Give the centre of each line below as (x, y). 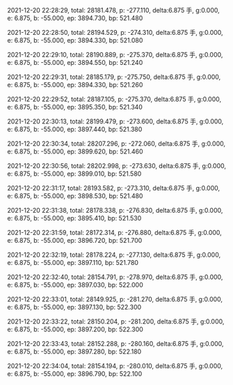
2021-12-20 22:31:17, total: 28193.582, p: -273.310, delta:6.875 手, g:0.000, (114, 188)
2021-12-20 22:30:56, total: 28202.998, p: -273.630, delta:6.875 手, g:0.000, (117, 166)
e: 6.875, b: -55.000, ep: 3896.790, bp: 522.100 (75, 374)
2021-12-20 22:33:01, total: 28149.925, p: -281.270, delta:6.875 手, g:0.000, (115, 299)
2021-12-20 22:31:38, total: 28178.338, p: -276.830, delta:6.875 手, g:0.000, (115, 210)
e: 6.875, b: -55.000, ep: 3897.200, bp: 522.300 (75, 329)
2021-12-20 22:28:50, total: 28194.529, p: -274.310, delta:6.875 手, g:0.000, (115, 32)
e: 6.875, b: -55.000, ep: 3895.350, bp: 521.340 (75, 107)
